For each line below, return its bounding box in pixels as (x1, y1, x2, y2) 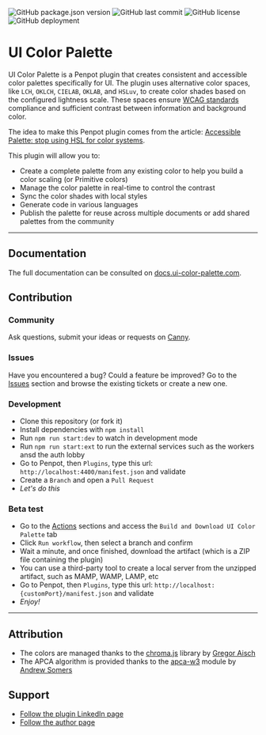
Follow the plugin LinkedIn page (19, 709, 124, 718)
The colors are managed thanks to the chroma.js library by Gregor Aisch (19, 649, 256, 658)
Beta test (8, 503, 44, 514)
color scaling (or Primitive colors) (19, 174, 128, 184)
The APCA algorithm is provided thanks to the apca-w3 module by (19, 657, 237, 666)
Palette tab (19, 530, 58, 540)
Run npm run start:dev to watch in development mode (19, 434, 198, 443)
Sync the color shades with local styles (19, 191, 148, 201)
